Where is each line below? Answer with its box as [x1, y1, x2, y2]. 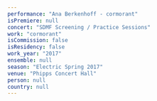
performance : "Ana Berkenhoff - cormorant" [7, 10, 139, 18]
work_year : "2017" [7, 51, 62, 58]
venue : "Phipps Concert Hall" [7, 70, 97, 77]
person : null [7, 76, 46, 84]
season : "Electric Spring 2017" [7, 63, 103, 70]
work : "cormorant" [7, 30, 62, 38]
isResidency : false [7, 43, 65, 51]
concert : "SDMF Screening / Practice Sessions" [7, 23, 151, 31]
